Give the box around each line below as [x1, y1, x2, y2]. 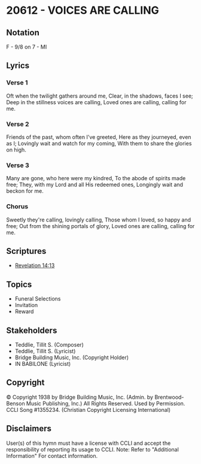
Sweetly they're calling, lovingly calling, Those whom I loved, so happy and [6, 216, 191, 223]
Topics [6, 279, 32, 289]
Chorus [6, 202, 29, 211]
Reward [14, 308, 34, 315]
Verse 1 [6, 78, 28, 87]
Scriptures [6, 246, 47, 256]
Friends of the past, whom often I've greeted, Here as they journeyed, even [6, 133, 191, 141]
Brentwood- [154, 393, 184, 401]
